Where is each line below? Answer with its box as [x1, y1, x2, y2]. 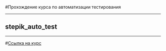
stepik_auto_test [5, 23, 57, 31]
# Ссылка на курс [5, 40, 41, 46]
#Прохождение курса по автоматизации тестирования [5, 4, 121, 10]
